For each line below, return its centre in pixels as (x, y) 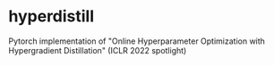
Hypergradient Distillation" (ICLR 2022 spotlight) (98, 50)
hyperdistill (51, 16)
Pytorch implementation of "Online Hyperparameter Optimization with (137, 41)
